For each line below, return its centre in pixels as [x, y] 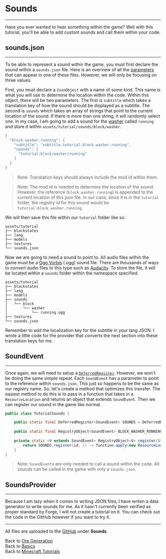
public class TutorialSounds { [37, 414]
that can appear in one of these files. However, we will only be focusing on [81, 75]
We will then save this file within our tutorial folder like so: [65, 217]
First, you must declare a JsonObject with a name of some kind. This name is [83, 90]
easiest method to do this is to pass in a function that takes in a [69, 394]
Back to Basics [20, 546]
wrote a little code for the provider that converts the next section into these [82, 335]
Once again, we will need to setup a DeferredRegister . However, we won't [80, 373]
